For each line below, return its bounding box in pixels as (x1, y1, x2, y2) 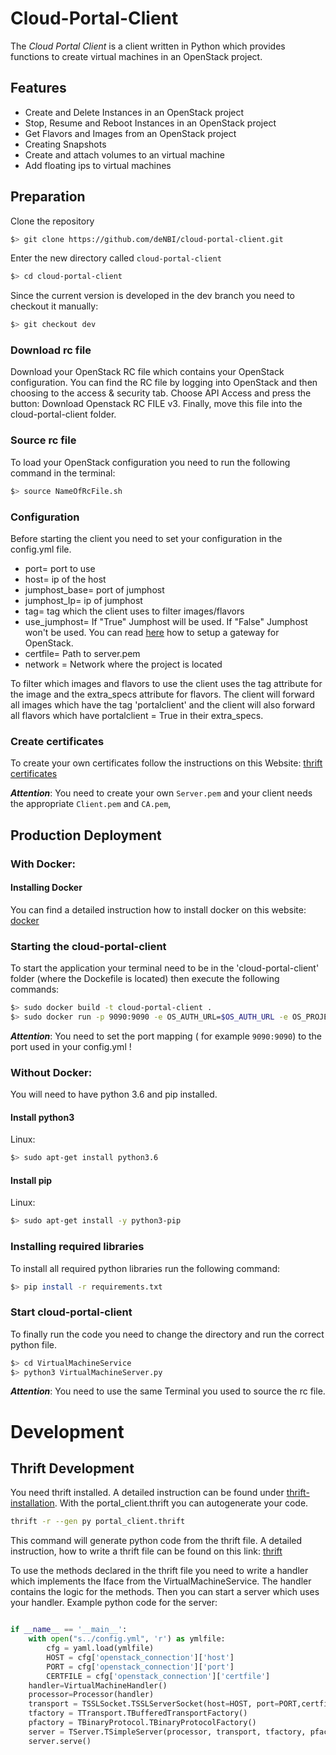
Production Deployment (10, 827, 162, 844)
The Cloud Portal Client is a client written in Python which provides (10, 40, 286, 52)
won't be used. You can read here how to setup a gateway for (24, 626, 280, 638)
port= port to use (24, 562, 96, 574)
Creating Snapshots (24, 138, 107, 150)
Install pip (10, 1174, 53, 1186)
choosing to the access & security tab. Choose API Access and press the (10, 387, 312, 399)
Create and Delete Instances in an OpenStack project (24, 106, 245, 118)
